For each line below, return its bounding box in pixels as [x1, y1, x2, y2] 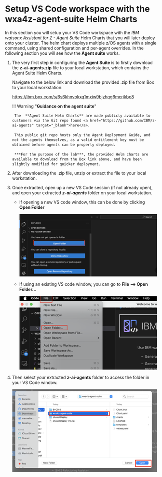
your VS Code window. [12, 380, 58, 385]
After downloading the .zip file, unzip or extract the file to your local [12, 170, 146, 176]
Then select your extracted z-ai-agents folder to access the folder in [12, 374, 149, 381]
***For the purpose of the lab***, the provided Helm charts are [14, 152, 148, 157]
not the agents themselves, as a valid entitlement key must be [12, 137, 144, 142]
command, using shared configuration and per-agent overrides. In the [5, 45, 144, 51]
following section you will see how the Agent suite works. [5, 50, 120, 56]
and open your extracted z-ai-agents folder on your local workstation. [12, 190, 153, 196]
